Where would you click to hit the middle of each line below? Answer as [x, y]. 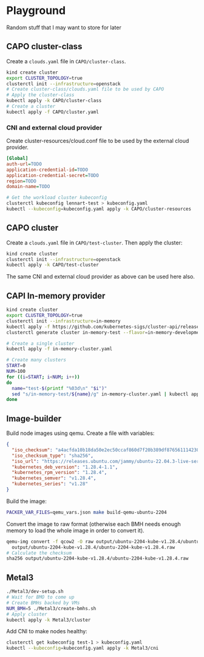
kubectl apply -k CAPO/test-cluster [53, 265]
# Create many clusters [36, 360]
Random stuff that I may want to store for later [64, 27]
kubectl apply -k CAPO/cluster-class [54, 101]
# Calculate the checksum [39, 553]
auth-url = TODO [24, 164]
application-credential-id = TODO [47, 170]
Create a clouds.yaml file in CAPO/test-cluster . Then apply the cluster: [94, 242]
